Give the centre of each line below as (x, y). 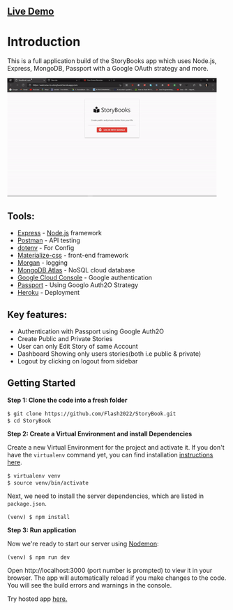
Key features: (37, 314)
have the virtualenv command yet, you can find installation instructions (110, 455)
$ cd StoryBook (29, 421)
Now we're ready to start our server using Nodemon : (83, 543)
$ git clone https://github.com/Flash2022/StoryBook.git (92, 414)
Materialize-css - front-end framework (73, 256)
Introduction (44, 42)
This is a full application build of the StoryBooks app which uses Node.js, (112, 61)
